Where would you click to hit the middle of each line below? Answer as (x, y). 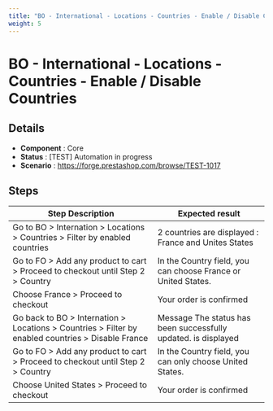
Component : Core (52, 148)
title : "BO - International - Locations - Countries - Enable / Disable (134, 16)
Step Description (81, 214)
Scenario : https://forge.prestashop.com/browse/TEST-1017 (120, 165)
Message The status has (204, 318)
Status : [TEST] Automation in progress (86, 156)
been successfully (192, 328)
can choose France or (199, 271)
